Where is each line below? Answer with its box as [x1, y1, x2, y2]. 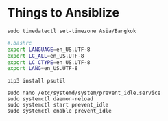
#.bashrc [7, 39, 32, 46]
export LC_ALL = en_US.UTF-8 [7, 52, 84, 59]
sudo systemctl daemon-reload [7, 96, 94, 102]
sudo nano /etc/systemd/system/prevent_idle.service [7, 89, 161, 97]
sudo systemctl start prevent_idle [7, 102, 109, 109]
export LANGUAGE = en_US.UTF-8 [7, 46, 91, 53]
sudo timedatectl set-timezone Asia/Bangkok [7, 27, 136, 34]
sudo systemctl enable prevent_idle [7, 108, 112, 115]
